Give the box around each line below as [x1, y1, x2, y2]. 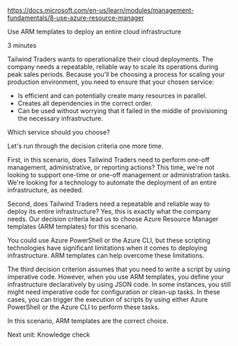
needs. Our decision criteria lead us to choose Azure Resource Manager [7, 215, 219, 223]
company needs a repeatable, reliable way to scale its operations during [7, 63, 219, 70]
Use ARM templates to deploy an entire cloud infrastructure [7, 28, 181, 36]
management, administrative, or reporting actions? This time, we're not [7, 163, 215, 172]
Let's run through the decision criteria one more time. [7, 142, 163, 150]
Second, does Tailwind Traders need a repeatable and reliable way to [7, 199, 210, 208]
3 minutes [7, 41, 37, 49]
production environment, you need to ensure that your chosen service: [7, 78, 215, 86]
